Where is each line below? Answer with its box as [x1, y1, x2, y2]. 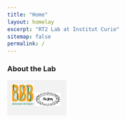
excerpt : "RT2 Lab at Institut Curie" [7, 26, 120, 32]
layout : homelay [7, 18, 54, 26]
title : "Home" [7, 11, 49, 18]
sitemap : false [7, 33, 52, 40]
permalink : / [7, 40, 45, 48]
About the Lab [7, 64, 56, 74]
